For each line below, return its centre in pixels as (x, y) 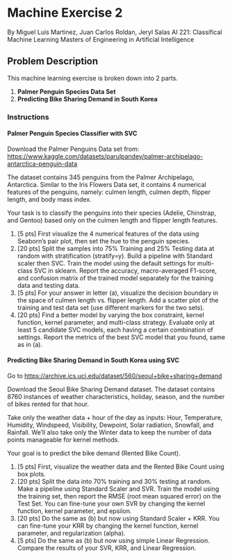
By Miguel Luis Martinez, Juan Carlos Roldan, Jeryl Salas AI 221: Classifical (115, 32)
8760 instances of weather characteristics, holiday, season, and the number (116, 397)
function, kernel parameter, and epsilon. (74, 511)
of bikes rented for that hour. (48, 404)
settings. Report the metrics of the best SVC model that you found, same (121, 337)
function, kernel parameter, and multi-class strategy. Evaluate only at (116, 322)
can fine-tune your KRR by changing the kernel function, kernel (108, 526)
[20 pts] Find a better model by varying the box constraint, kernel (111, 315)
